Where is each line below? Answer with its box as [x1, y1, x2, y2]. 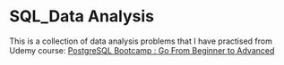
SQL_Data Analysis [9, 6, 155, 27]
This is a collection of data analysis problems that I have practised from [9, 36, 273, 46]
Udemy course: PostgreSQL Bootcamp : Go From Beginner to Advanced [9, 45, 275, 55]
